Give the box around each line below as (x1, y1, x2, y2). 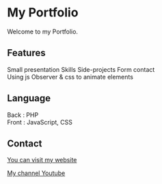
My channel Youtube (7, 169, 66, 177)
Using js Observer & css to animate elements (7, 73, 133, 81)
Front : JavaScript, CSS (7, 118, 73, 126)
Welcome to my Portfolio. (7, 27, 79, 36)
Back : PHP (7, 111, 39, 119)
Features (7, 47, 46, 59)
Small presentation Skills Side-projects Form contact (7, 65, 155, 73)
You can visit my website (7, 156, 77, 164)
